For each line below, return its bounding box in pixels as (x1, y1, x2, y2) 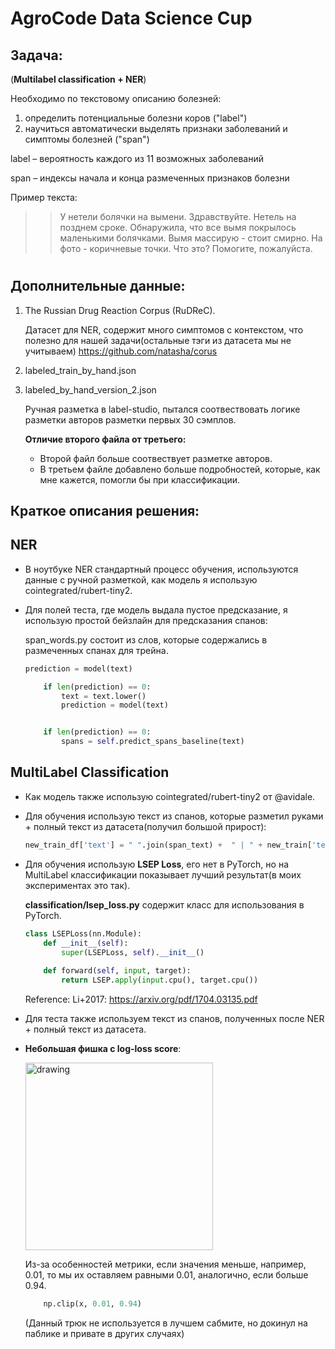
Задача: (10, 47, 63, 64)
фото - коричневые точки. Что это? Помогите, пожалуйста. (59, 243, 313, 254)
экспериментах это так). (24, 879, 131, 891)
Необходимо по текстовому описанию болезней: (10, 93, 222, 104)
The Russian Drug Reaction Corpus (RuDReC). (24, 304, 216, 316)
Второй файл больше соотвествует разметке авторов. (39, 452, 273, 464)
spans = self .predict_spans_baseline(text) (61, 737, 245, 747)
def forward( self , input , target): (43, 966, 192, 976)
